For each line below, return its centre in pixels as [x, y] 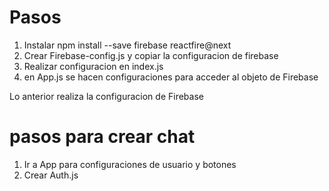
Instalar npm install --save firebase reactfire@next [127, 45]
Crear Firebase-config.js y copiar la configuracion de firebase [151, 55]
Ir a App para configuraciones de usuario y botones [130, 164]
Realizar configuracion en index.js [93, 66]
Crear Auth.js [51, 175]
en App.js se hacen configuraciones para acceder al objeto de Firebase [171, 77]
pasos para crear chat [102, 137]
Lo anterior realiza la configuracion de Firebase [106, 96]
